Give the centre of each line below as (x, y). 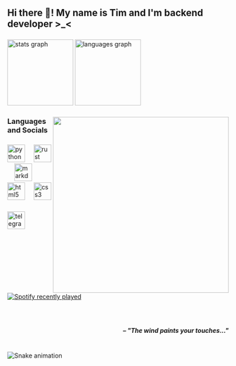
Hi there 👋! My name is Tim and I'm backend (105, 13)
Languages (27, 122)
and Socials (27, 130)
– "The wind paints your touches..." (176, 330)
